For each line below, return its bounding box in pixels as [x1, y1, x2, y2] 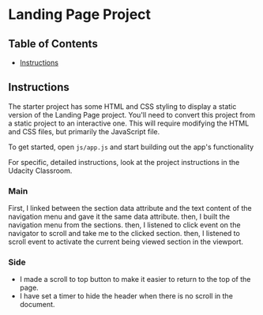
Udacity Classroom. [8, 166, 73, 175]
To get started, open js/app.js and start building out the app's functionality [8, 142, 254, 152]
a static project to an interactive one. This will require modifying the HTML [8, 118, 250, 128]
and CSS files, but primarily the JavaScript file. [8, 126, 160, 136]
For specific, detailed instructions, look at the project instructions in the [8, 157, 240, 167]
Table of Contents [8, 37, 99, 51]
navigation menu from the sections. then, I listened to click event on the [8, 220, 241, 230]
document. [19, 300, 55, 309]
